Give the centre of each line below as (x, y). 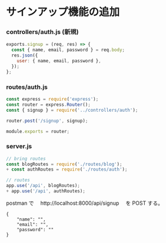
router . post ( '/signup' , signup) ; (47, 121)
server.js (19, 147)
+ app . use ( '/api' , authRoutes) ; (46, 191)
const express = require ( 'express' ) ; (52, 99)
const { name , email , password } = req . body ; (68, 50)
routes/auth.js (27, 87)
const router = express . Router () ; (49, 104)
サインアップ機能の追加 (63, 12)
